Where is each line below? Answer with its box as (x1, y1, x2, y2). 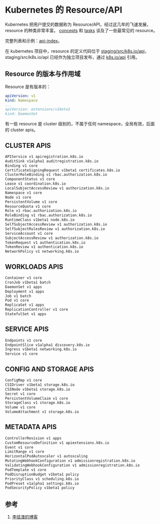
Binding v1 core (5, 163, 38, 168)
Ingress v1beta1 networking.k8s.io (5, 347, 77, 352)
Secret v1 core (5, 391, 36, 396)
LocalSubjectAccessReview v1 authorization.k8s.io (5, 186, 110, 191)
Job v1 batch (5, 294, 32, 298)
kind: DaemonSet (5, 111, 38, 117)
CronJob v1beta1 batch (5, 280, 51, 285)
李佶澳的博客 (12, 514, 38, 520)
